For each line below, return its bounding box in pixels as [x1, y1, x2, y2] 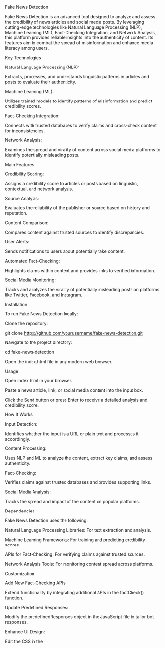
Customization [5, 571, 34, 576]
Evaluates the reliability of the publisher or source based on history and [5, 205, 150, 211]
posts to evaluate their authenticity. [5, 79, 77, 85]
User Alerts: [5, 239, 30, 244]
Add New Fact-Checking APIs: [5, 580, 67, 586]
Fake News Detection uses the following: [5, 517, 88, 523]
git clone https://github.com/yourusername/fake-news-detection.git [5, 330, 143, 336]
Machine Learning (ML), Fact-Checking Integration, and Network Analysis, [5, 30, 156, 35]
